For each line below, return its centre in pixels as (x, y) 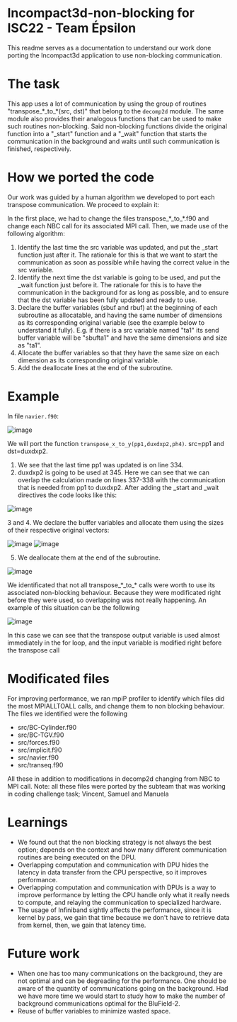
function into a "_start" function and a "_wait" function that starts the (107, 133)
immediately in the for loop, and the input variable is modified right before (115, 643)
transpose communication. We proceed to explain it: (83, 204)
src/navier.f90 (38, 757)
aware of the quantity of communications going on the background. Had (123, 988)
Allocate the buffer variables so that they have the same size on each (118, 352)
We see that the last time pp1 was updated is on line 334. (100, 465)
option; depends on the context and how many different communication (122, 850)
